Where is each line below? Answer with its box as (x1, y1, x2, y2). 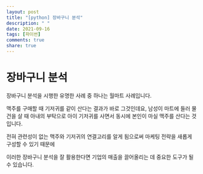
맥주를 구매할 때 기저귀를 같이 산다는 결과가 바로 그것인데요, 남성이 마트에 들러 (6, 104, 191, 112)
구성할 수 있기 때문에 (6, 140, 55, 147)
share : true (6, 43, 36, 49)
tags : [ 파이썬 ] (6, 32, 41, 38)
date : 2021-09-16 (6, 25, 50, 32)
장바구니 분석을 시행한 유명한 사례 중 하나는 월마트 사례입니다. (6, 92, 152, 99)
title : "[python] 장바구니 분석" (6, 15, 83, 21)
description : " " (6, 20, 50, 26)
